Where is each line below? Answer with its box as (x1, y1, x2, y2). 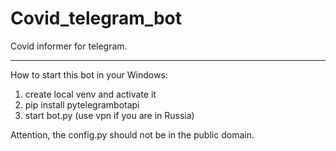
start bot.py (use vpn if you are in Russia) (24, 109, 195, 121)
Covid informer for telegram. (10, 40, 128, 52)
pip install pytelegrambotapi (24, 98, 140, 111)
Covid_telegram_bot (10, 7, 183, 30)
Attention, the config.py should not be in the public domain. (10, 128, 255, 141)
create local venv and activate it (24, 88, 157, 100)
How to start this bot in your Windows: (10, 68, 168, 81)
